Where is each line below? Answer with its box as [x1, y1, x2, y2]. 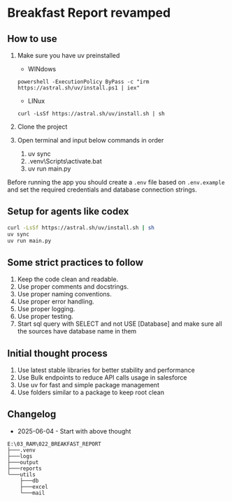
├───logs [7, 452, 33, 459]
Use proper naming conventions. [17, 290, 112, 299]
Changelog [7, 408, 57, 420]
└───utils [7, 471, 36, 478]
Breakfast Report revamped [7, 5, 171, 21]
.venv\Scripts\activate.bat [27, 157, 103, 165]
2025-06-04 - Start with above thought [17, 426, 131, 435]
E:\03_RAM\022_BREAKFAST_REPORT [7, 440, 101, 447]
